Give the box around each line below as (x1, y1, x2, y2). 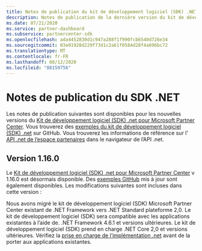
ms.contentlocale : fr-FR (6, 53, 69, 59)
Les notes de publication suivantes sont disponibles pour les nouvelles (6, 110, 182, 118)
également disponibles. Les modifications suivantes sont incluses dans (6, 182, 182, 189)
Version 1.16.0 (6, 153, 60, 163)
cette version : (6, 189, 42, 196)
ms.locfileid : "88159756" (6, 64, 71, 71)
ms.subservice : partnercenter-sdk (6, 31, 93, 37)
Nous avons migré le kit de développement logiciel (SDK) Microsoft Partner (6, 200, 192, 207)
